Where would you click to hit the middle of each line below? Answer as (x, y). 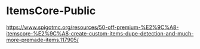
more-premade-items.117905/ (42, 40)
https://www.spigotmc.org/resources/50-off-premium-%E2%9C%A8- (93, 27)
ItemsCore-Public (51, 11)
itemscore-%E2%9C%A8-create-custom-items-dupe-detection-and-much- (100, 33)
